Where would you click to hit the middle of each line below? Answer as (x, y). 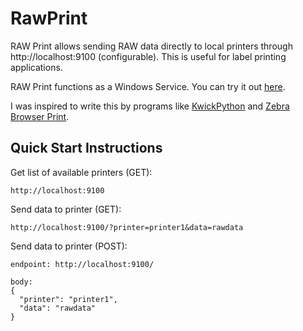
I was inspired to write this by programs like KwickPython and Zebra (150, 106)
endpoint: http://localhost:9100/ (82, 264)
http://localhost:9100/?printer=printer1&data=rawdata (127, 227)
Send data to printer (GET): (66, 209)
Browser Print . (40, 116)
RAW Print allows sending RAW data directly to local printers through (151, 46)
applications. (36, 67)
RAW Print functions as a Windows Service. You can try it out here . (148, 86)
